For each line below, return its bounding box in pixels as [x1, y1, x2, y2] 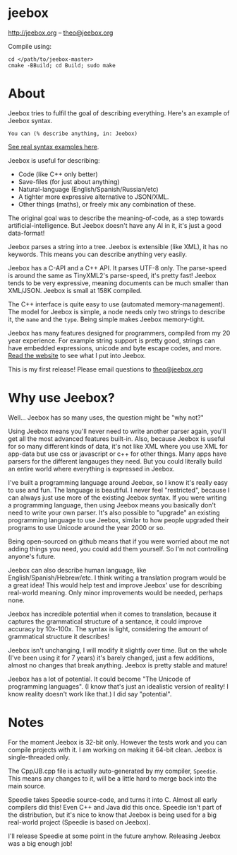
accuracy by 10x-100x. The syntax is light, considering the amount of [8, 624, 209, 633]
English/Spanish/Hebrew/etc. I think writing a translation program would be [8, 573, 226, 582]
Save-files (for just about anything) [18, 177, 120, 185]
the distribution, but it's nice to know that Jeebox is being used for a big [8, 810, 217, 819]
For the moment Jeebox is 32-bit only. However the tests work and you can [8, 738, 228, 746]
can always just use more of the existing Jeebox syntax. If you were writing [8, 493, 227, 502]
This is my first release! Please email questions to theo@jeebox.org [8, 365, 203, 373]
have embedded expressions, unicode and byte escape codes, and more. [8, 343, 221, 352]
